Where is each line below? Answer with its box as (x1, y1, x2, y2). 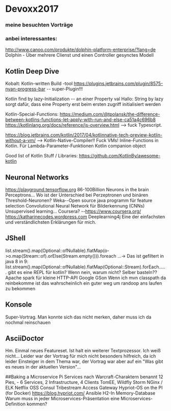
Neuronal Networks (5, 173, 69, 181)
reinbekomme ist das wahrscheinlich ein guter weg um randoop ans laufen (5, 280, 162, 286)
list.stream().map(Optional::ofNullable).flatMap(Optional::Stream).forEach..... (5, 264, 166, 270)
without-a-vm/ (5, 138, 36, 144)
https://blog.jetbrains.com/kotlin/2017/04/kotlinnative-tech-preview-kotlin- (5, 132, 162, 138)
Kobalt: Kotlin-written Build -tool (5, 80, 73, 87)
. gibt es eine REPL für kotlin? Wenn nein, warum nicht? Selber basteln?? (5, 269, 157, 275)
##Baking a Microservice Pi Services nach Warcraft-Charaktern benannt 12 (5, 374, 163, 380)
